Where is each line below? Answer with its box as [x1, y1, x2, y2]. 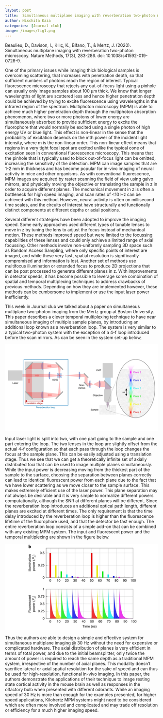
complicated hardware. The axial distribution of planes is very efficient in [5, 645, 151, 651]
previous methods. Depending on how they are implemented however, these [5, 284, 158, 290]
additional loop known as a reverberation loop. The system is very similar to [5, 324, 156, 330]
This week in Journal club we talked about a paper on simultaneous [5, 303, 140, 309]
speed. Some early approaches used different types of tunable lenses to [5, 222, 150, 227]
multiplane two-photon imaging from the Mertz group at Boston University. [5, 309, 154, 315]
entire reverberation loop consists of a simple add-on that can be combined [5, 524, 156, 529]
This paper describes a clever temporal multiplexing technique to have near [5, 314, 156, 320]
